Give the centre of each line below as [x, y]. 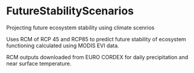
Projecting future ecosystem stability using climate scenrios [80, 28]
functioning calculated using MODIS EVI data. [63, 45]
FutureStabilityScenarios [70, 11]
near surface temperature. [39, 63]
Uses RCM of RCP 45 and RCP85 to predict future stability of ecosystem [96, 39]
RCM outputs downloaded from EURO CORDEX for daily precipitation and [97, 57]
